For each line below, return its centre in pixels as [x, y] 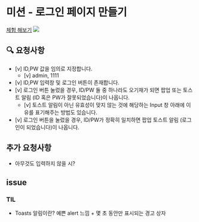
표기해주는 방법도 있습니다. [66, 112]
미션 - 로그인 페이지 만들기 [67, 12]
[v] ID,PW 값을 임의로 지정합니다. [53, 69]
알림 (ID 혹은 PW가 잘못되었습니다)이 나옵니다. [76, 97]
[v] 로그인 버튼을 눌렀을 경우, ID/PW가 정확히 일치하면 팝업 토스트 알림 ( [98, 119]
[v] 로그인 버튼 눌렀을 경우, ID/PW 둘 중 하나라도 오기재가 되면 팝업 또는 [98, 90]
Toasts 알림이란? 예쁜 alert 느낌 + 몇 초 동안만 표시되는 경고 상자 [90, 213]
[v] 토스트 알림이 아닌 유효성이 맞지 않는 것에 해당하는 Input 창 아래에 [104, 104]
